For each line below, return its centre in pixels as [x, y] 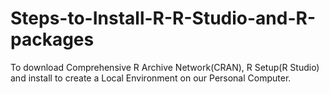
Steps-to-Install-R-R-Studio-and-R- [163, 18]
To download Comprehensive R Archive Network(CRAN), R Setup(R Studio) [165, 67]
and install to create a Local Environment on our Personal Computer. [151, 78]
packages [52, 39]
